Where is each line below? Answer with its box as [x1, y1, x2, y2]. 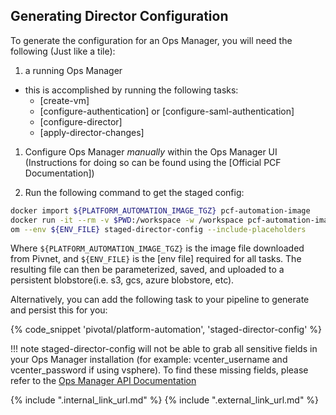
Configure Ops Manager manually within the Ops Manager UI [24, 145, 278, 158]
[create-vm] [39, 94, 90, 106]
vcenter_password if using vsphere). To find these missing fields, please [10, 364, 309, 376]
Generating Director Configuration [10, 8, 229, 25]
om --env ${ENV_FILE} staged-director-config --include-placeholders [10, 224, 307, 234]
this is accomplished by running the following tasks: [24, 84, 239, 96]
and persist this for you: [10, 304, 108, 316]
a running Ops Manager [24, 64, 123, 76]
